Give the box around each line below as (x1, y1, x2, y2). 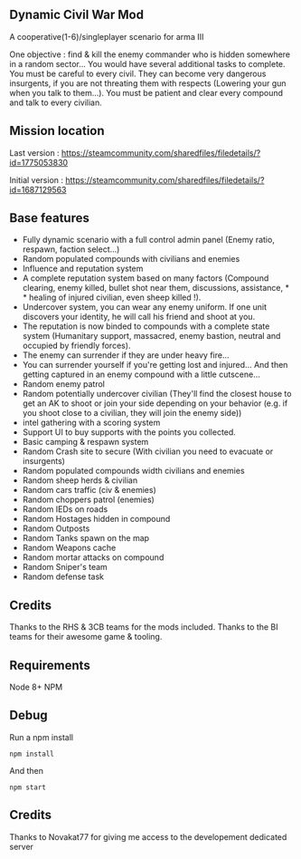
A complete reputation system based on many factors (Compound (22, 273, 269, 284)
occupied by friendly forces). (22, 340, 131, 352)
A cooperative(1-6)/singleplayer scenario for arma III (9, 31, 204, 42)
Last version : (9, 147, 61, 158)
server (9, 841, 34, 852)
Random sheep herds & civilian (22, 475, 138, 486)
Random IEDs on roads (22, 504, 108, 515)
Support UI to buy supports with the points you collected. (22, 427, 237, 438)
